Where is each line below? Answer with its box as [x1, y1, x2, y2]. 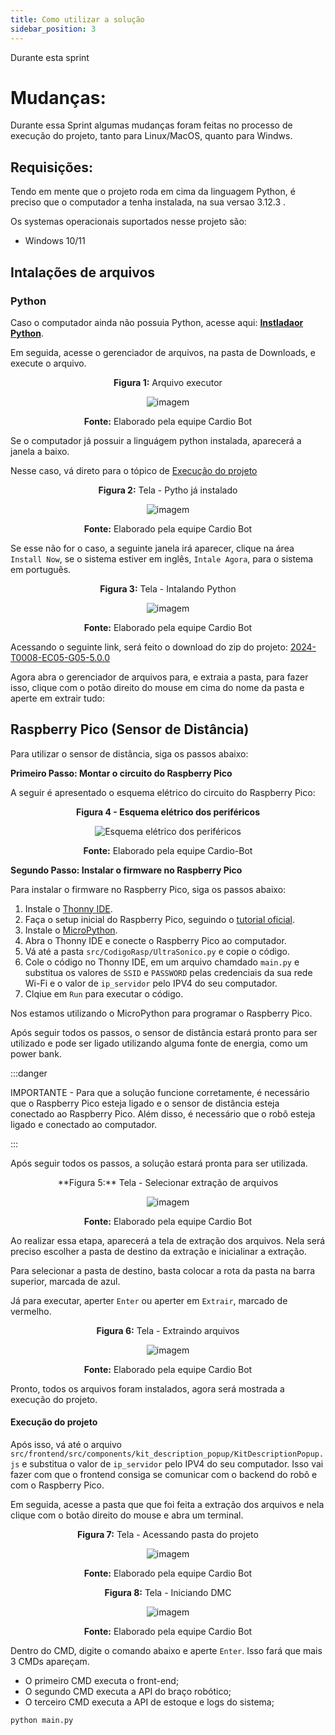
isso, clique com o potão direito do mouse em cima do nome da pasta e [10, 681, 305, 693]
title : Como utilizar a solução [10, 14, 145, 25]
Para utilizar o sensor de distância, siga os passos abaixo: [10, 747, 249, 760]
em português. [10, 563, 72, 575]
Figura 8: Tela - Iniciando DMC [104, 1586, 232, 1598]
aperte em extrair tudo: [10, 692, 105, 704]
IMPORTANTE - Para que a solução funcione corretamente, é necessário [10, 1086, 310, 1098]
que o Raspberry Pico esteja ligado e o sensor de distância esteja [10, 1097, 280, 1109]
